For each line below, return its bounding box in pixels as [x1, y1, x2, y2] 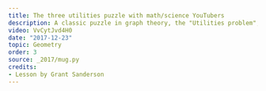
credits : [8, 63, 37, 71]
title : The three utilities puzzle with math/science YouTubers [8, 11, 225, 20]
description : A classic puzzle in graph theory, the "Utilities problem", [8, 19, 260, 27]
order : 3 [8, 48, 37, 56]
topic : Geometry [8, 41, 62, 49]
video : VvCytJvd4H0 [8, 26, 73, 34]
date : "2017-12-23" [8, 33, 73, 42]
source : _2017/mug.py [8, 56, 80, 64]
